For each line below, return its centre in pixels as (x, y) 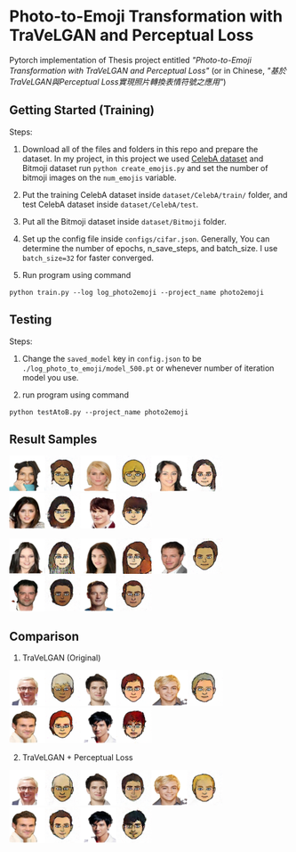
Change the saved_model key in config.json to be (112, 358)
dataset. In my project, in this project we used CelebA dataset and (143, 159)
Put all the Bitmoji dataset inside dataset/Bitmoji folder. (124, 221)
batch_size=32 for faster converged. (88, 258)
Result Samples (53, 439)
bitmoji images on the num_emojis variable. (99, 177)
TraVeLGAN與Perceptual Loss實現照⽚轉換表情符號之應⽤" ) (118, 81)
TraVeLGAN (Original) (61, 658)
